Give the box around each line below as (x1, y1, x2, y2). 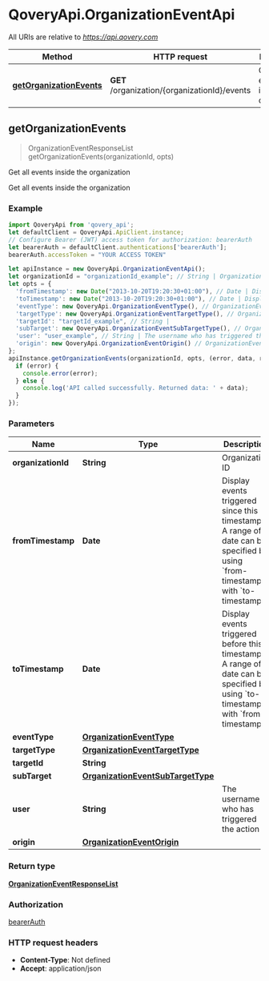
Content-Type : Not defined (19, 955, 110, 965)
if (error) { (15, 362, 59, 370)
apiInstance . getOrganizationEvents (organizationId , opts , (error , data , (8, 354, 256, 362)
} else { (15, 376, 45, 385)
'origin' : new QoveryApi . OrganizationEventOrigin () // (15, 340, 203, 348)
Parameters (8, 418, 54, 429)
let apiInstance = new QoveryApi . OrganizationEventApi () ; (8, 265, 206, 273)
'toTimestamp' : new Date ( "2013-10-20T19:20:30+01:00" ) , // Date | (15, 295, 242, 303)
